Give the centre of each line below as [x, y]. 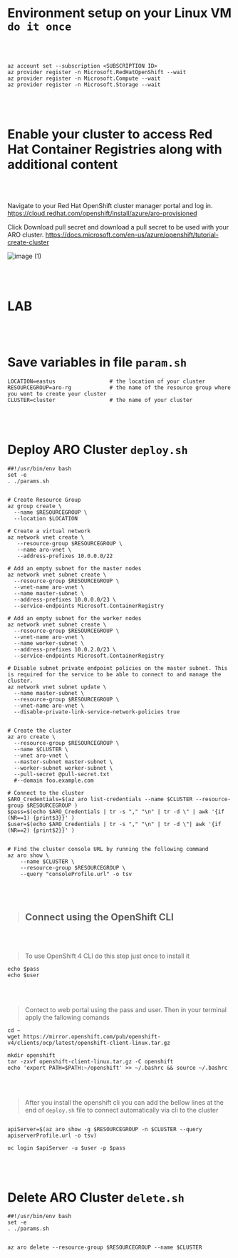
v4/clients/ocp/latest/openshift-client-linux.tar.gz [89, 1043]
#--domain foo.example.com [54, 780]
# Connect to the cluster [46, 793]
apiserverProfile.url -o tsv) [52, 1135]
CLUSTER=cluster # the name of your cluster [100, 400]
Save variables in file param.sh [97, 362]
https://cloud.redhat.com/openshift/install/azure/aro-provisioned [102, 213]
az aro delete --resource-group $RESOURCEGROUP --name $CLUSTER [105, 1248]
